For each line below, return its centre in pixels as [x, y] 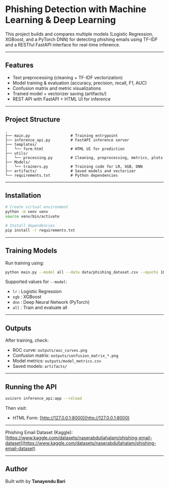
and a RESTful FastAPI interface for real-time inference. [63, 44]
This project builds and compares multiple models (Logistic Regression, [79, 34]
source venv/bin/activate [32, 216]
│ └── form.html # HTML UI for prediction [65, 149]
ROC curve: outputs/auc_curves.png [50, 350]
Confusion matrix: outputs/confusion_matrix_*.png [65, 356]
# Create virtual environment [37, 207]
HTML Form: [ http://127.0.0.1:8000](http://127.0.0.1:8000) [71, 418]
